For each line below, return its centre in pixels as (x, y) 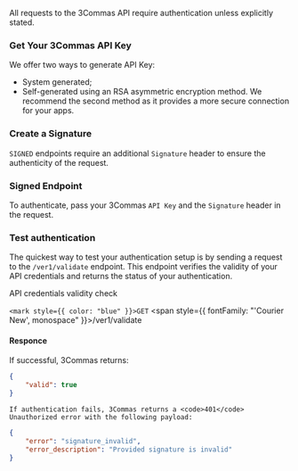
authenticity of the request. (59, 162)
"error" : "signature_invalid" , (83, 441)
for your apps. (48, 111)
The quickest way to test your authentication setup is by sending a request (146, 257)
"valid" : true (51, 385)
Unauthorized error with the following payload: (101, 417)
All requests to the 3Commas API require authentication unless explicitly (141, 13)
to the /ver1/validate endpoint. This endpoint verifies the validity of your (143, 267)
